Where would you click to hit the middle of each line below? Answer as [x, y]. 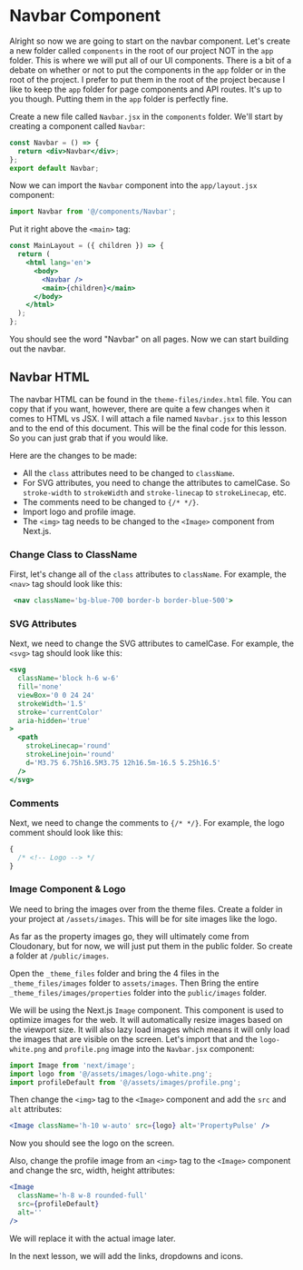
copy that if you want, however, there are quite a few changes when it [140, 409]
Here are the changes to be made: [73, 455]
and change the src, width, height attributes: [92, 1171]
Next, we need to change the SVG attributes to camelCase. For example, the [152, 644]
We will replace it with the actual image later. [93, 1238]
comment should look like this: [66, 832]
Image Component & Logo [68, 889]
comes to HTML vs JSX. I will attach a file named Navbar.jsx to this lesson [148, 418]
